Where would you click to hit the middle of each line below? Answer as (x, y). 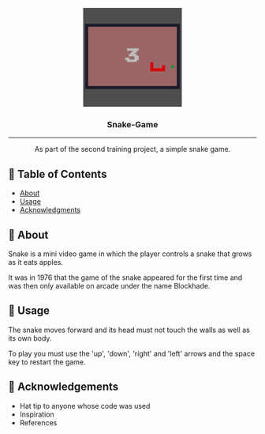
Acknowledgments (50, 210)
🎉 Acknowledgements (63, 387)
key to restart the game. (47, 362)
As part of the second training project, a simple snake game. (132, 149)
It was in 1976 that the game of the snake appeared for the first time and (125, 277)
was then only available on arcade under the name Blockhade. (109, 285)
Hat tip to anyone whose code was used (85, 406)
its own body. (30, 338)
